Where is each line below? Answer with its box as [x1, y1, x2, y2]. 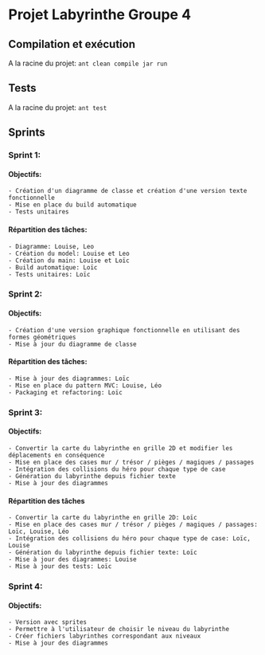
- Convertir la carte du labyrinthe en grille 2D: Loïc [8, 514, 197, 522]
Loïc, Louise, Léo [8, 528, 69, 535]
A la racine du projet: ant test [8, 102, 107, 112]
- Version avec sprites [8, 618, 88, 626]
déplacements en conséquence [8, 451, 105, 459]
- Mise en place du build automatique [8, 201, 137, 209]
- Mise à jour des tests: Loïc [8, 563, 112, 571]
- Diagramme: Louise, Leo [8, 242, 94, 250]
